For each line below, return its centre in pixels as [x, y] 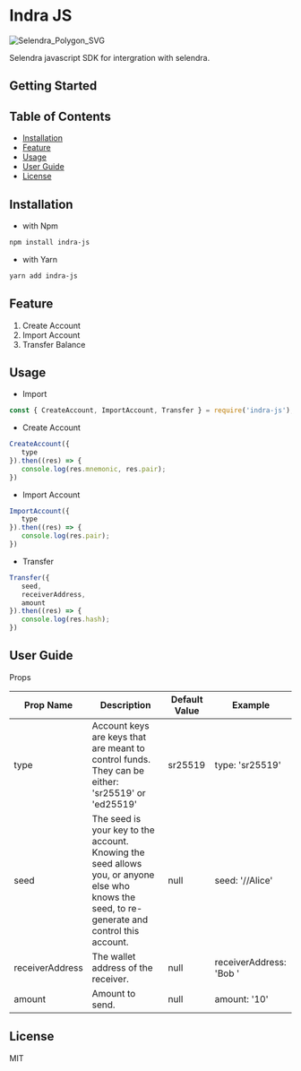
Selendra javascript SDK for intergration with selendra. [110, 57]
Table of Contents [60, 116]
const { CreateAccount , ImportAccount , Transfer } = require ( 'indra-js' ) [150, 410]
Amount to [114, 993]
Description [125, 704]
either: [105, 782]
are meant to [118, 747]
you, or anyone [123, 875]
